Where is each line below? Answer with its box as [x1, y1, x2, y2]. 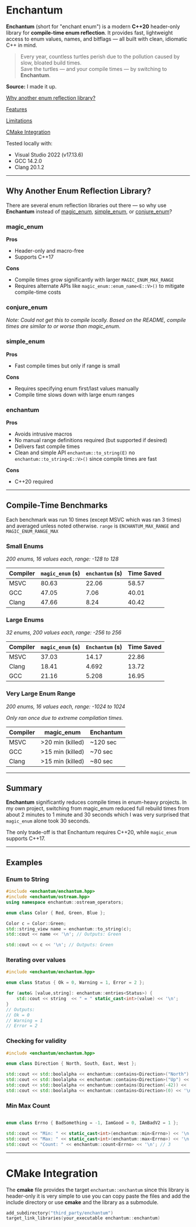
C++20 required [14, 478, 54, 485]
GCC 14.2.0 [14, 157, 42, 164]
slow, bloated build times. [20, 59, 82, 66]
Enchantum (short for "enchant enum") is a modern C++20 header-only [6, 23, 180, 30]
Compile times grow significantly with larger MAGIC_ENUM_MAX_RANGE [14, 276, 174, 283]
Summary [6, 783, 43, 793]
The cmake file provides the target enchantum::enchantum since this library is [6, 1186, 190, 1193]
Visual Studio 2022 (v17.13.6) [14, 151, 83, 158]
